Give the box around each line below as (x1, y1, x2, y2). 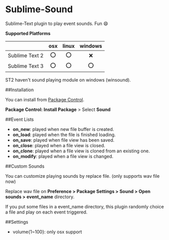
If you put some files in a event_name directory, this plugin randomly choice (5, 203, 164, 209)
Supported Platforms (5, 30, 51, 36)
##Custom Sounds (5, 163, 45, 169)
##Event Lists (5, 116, 34, 122)
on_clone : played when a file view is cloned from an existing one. (12, 148, 150, 154)
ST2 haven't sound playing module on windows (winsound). (5, 76, 131, 83)
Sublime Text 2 (8, 52, 44, 59)
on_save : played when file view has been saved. (12, 137, 115, 143)
